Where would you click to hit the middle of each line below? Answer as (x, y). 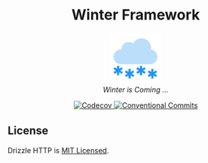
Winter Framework (136, 15)
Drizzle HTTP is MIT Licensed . (58, 150)
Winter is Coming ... (136, 89)
